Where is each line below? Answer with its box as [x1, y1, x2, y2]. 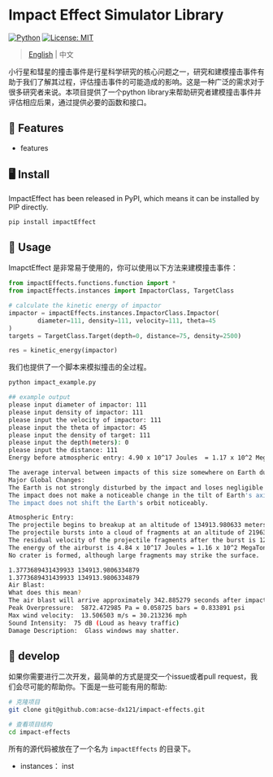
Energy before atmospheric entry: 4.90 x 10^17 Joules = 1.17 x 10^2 [8, 454, 253, 462]
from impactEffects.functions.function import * [8, 279, 176, 288]
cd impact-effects [8, 727, 71, 736]
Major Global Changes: [8, 476, 85, 484]
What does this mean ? [8, 589, 82, 597]
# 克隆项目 [8, 698, 41, 706]
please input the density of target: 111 [8, 431, 151, 439]
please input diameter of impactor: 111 [8, 401, 148, 409]
